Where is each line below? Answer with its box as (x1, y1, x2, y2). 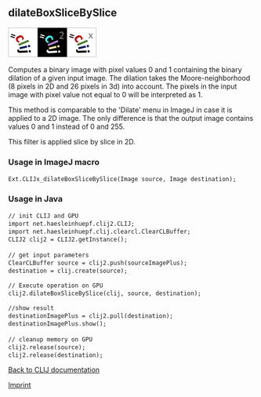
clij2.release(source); (8, 344, 86, 351)
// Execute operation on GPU (8, 282, 103, 290)
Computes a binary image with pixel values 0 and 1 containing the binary (8, 64, 242, 74)
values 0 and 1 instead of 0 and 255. (8, 122, 125, 131)
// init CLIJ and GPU (8, 212, 79, 220)
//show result (8, 304, 55, 312)
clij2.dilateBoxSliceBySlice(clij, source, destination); (8, 290, 201, 297)
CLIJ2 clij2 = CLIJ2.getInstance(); (8, 235, 128, 244)
